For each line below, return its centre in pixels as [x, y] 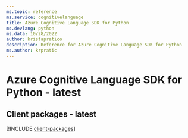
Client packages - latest [51, 115]
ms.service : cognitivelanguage [45, 17]
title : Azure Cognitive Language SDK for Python [68, 23]
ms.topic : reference [32, 12]
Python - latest [44, 92]
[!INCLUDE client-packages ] [41, 128]
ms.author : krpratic [32, 51]
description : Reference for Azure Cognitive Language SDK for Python [94, 45]
